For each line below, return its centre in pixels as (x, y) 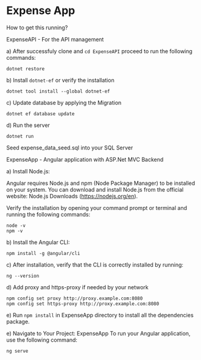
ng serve (17, 351)
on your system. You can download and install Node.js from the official (95, 189)
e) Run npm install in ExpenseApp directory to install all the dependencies (100, 315)
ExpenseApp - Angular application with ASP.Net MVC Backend (85, 159)
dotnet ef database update (41, 113)
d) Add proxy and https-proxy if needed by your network (78, 287)
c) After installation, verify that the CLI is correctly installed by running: (95, 265)
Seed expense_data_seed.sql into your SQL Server (70, 148)
